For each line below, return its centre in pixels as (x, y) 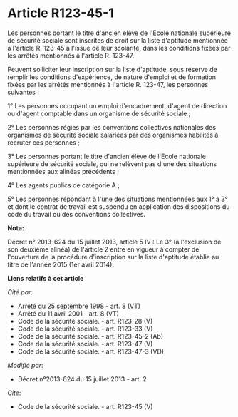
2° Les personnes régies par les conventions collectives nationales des (112, 127)
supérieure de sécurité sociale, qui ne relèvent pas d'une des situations (112, 164)
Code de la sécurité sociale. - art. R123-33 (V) (85, 329)
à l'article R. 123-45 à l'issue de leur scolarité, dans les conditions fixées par (119, 48)
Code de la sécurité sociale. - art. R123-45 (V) (85, 406)
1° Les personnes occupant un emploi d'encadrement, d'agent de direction (117, 105)
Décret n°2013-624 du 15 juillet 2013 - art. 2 (82, 379)
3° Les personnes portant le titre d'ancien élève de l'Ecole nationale (107, 156)
